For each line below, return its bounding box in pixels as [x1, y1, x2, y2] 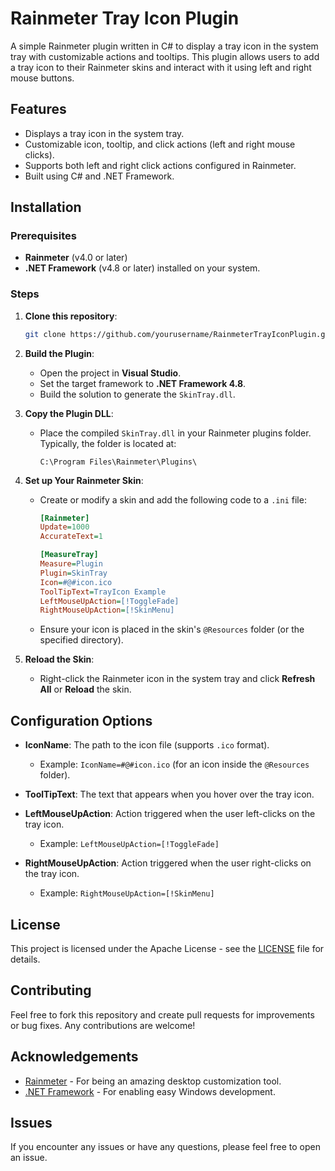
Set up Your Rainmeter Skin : [24, 474, 144, 486]
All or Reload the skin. [39, 683, 132, 696]
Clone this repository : [24, 310, 118, 322]
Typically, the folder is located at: [39, 437, 177, 449]
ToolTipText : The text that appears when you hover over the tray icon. [24, 788, 315, 801]
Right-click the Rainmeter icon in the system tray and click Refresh [39, 673, 316, 685]
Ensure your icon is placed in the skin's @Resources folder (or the [39, 623, 305, 636]
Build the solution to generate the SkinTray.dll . [39, 388, 236, 400]
